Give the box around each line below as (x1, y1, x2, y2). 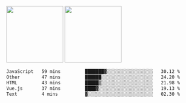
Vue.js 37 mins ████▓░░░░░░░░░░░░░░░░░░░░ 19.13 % (6, 85, 181, 92)
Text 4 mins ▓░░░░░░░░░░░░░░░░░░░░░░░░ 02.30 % (6, 91, 181, 97)
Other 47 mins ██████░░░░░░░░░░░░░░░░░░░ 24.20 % (6, 74, 181, 80)
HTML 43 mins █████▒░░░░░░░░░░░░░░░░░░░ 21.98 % (6, 80, 181, 86)
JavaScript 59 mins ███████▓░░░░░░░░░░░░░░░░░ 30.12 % (6, 69, 181, 75)
